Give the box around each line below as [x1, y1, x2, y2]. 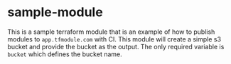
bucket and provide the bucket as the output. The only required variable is [7, 42, 225, 51]
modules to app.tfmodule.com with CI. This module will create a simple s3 [7, 34, 222, 43]
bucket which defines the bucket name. [7, 50, 122, 58]
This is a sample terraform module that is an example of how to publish [7, 27, 215, 36]
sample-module [7, 4, 103, 20]
